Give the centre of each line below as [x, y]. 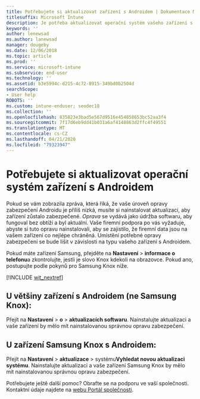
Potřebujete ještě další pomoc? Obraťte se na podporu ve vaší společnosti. [98, 383]
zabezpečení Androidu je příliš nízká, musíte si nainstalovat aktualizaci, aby [98, 210]
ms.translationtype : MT [36, 128]
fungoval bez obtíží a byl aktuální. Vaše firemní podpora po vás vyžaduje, [96, 222]
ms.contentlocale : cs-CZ [37, 134]
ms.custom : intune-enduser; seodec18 [53, 106]
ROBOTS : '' [20, 100]
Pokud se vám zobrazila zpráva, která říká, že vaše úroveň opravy [87, 203]
